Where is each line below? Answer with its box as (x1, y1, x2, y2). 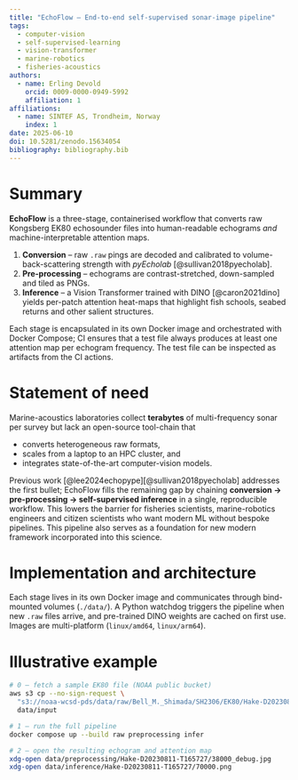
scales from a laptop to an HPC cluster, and (21, 448, 181, 459)
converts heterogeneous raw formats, (21, 438, 161, 449)
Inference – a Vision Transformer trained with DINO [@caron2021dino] (21, 286, 280, 298)
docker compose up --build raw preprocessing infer (9, 730, 204, 739)
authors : (9, 71, 42, 80)
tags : (9, 21, 29, 30)
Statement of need (9, 382, 149, 403)
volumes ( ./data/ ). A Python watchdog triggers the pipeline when (43, 601, 285, 612)
